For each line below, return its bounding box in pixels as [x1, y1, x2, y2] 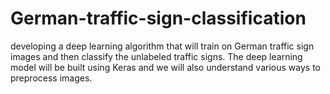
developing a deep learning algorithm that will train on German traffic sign [10, 40, 315, 52]
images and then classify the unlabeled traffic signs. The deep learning [10, 50, 303, 62]
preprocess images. [10, 72, 93, 84]
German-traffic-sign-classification [10, 7, 307, 30]
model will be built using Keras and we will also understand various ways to [10, 61, 321, 73]
